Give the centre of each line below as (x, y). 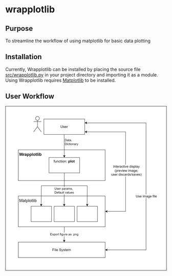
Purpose (19, 29)
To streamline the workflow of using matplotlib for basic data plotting (78, 41)
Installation (24, 57)
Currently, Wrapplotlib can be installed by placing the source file (73, 69)
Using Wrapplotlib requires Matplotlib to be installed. (61, 80)
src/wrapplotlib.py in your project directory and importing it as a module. (82, 75)
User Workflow (30, 96)
